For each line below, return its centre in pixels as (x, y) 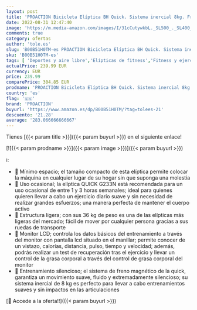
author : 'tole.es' (28, 44)
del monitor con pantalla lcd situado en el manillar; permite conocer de (100, 240)
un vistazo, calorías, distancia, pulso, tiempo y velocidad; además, (94, 246)
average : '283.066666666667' (42, 120)
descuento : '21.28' (30, 115)
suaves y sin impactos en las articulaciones (67, 290)
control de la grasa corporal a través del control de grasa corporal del (98, 259)
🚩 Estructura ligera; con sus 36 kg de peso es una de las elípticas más (99, 215)
